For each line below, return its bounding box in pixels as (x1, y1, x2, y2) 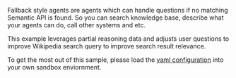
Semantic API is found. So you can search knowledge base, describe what (7, 13, 224, 22)
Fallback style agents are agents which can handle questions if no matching (7, 6, 228, 14)
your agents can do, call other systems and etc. (7, 21, 146, 29)
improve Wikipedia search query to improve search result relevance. (7, 42, 206, 50)
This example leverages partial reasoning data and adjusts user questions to (7, 34, 230, 43)
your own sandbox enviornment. (7, 63, 102, 71)
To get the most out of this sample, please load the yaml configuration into (7, 56, 224, 64)
